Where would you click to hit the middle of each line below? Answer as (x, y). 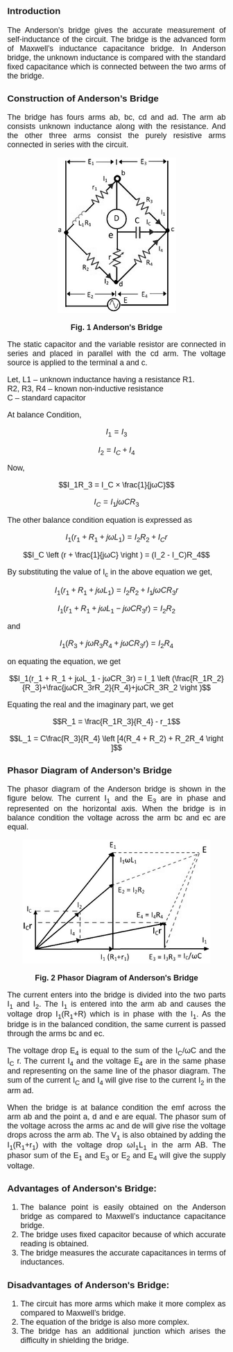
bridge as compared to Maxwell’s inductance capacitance (123, 1216)
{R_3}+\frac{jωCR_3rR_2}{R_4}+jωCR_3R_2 (100, 687)
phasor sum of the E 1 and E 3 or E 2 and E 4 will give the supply (117, 1156)
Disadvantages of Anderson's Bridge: (88, 1284)
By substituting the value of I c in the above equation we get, (110, 573)
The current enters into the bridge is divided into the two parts (116, 995)
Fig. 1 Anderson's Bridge (116, 328)
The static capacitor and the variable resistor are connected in (116, 345)
